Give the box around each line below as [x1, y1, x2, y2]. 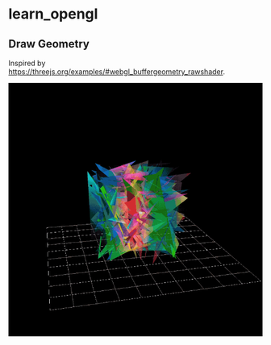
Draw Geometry [8, 37, 90, 51]
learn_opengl [8, 5, 98, 23]
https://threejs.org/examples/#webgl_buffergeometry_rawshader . [8, 67, 226, 77]
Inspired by [8, 58, 46, 68]
